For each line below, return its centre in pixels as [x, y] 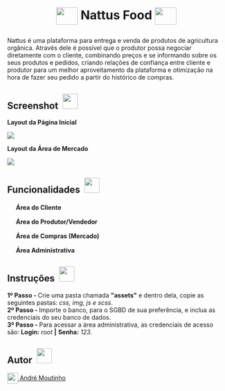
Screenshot [33, 106]
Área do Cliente [38, 207]
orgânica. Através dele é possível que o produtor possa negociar [99, 48]
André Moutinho [43, 378]
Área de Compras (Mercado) [57, 236]
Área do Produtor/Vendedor [57, 221]
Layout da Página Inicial [42, 122]
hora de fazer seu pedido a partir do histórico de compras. [91, 78]
